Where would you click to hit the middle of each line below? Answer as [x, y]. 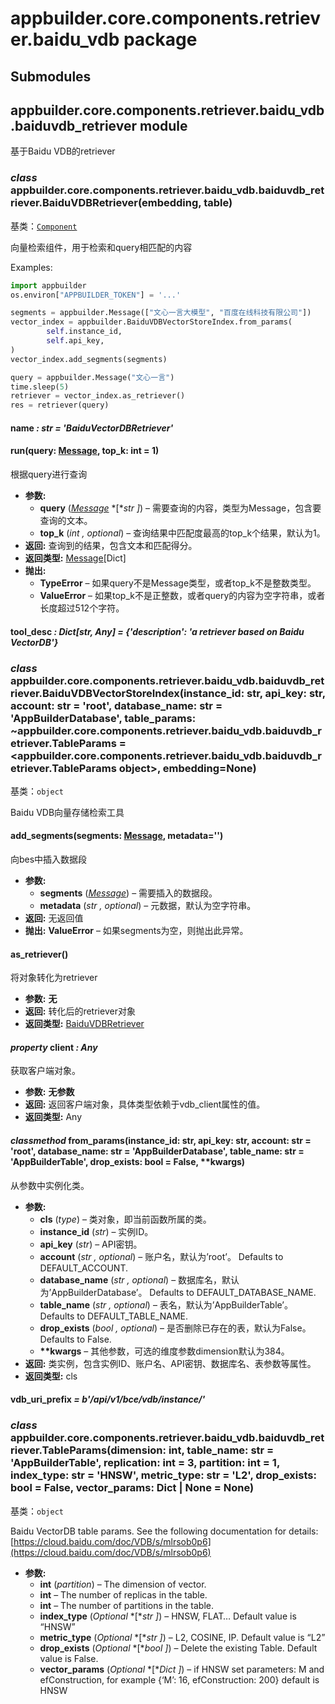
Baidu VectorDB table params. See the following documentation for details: [164, 1531]
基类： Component [44, 226]
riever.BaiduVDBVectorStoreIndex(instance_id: [127, 693]
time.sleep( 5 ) [40, 387]
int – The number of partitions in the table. [127, 1605]
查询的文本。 [66, 520]
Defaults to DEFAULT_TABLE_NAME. [113, 1316]
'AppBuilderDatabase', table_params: [103, 718]
